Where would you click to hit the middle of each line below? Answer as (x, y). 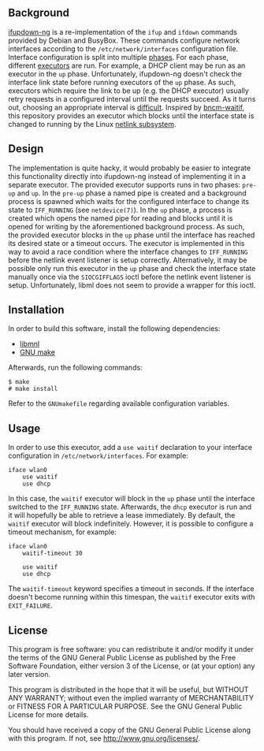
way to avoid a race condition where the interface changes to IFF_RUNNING (128, 251)
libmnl (30, 344)
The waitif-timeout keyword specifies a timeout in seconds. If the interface (131, 589)
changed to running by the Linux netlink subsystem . (92, 124)
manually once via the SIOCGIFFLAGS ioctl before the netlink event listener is (130, 277)
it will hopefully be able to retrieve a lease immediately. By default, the (122, 515)
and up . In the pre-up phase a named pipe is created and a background (132, 193)
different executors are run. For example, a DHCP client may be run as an (127, 65)
